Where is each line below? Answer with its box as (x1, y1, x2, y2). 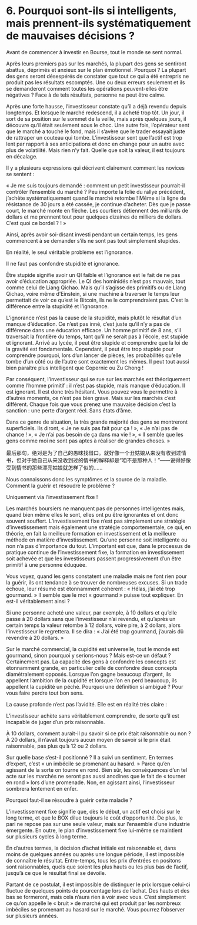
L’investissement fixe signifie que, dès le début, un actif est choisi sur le (6, 808, 181, 815)
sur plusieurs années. (6, 912, 59, 919)
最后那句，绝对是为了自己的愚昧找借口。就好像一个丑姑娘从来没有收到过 (6, 449, 181, 456)
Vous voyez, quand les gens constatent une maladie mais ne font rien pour (6, 573, 187, 580)
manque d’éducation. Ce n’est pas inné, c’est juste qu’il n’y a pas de (6, 320, 171, 328)
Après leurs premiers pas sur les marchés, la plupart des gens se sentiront (6, 60, 186, 67)
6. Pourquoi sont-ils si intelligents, (6, 4, 177, 18)
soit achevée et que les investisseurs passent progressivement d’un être (6, 555, 181, 562)
